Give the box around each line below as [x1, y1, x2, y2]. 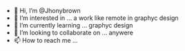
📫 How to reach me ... [13, 37, 78, 44]
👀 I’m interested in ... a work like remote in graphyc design [13, 14, 179, 22]
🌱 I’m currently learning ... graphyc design [13, 21, 133, 29]
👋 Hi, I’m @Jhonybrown [13, 7, 81, 14]
